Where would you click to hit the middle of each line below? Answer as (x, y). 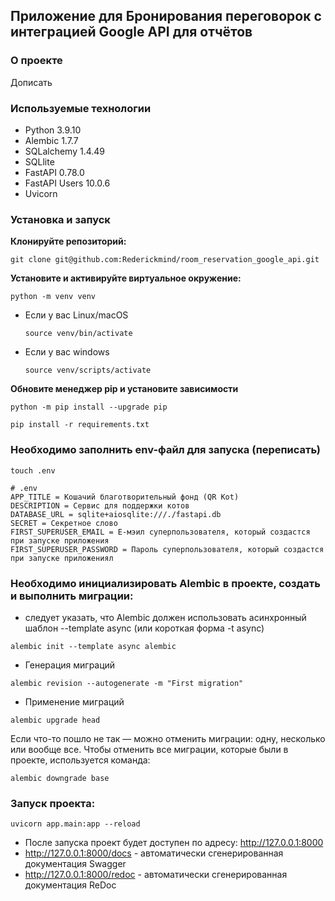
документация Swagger (75, 864)
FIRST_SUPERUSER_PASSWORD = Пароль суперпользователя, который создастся (167, 549)
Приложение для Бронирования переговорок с (166, 16)
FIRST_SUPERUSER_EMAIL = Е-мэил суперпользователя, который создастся (160, 532)
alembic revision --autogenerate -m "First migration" (127, 683)
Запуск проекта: (53, 803)
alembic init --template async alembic (93, 646)
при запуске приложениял (62, 558)
